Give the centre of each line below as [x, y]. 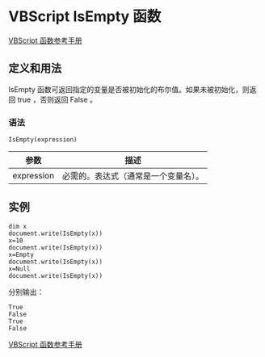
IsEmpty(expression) [43, 140]
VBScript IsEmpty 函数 [85, 17]
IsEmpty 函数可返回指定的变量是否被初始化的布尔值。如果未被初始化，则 [129, 89]
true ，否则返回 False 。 [57, 99]
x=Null [19, 269]
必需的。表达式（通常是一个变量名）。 [133, 176]
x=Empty [21, 254]
